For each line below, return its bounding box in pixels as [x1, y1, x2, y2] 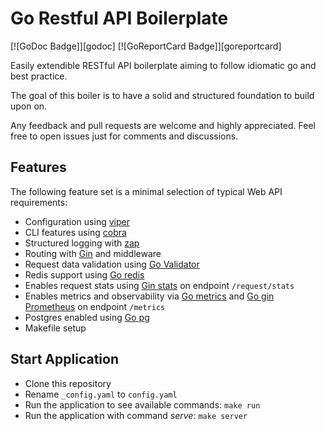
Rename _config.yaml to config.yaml [24, 388, 178, 400]
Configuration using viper [24, 215, 130, 227]
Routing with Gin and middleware [24, 247, 162, 259]
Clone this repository [24, 377, 112, 389]
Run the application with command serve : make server [24, 409, 248, 421]
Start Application [10, 351, 119, 368]
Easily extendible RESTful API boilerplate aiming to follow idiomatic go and [10, 59, 317, 71]
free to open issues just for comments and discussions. [10, 130, 239, 142]
